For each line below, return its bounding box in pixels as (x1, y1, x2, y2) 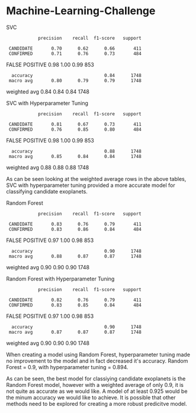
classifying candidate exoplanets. (6, 188, 88, 195)
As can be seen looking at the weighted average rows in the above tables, (6, 175, 187, 182)
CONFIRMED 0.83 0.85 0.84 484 (8, 302, 142, 308)
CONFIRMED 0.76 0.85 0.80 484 (8, 126, 142, 133)
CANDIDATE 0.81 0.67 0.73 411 (8, 121, 142, 127)
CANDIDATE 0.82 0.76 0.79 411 (8, 297, 142, 303)
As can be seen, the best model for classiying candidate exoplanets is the (6, 375, 186, 382)
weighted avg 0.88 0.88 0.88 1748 (6, 164, 89, 171)
